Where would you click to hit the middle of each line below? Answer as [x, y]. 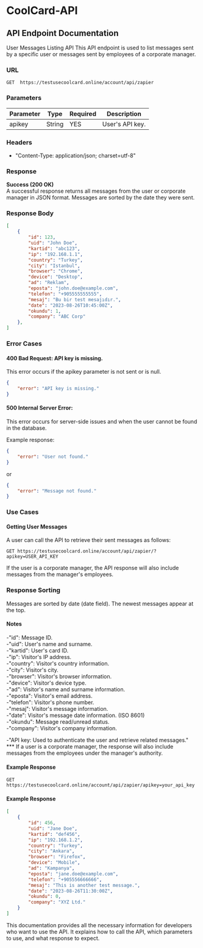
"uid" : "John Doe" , [53, 243]
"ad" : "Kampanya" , [52, 868]
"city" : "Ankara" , [52, 851]
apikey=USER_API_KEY [33, 557]
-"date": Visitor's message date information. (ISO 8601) [76, 715]
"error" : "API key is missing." [58, 389]
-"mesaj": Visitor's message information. [57, 708]
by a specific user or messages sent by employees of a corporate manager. [101, 54]
